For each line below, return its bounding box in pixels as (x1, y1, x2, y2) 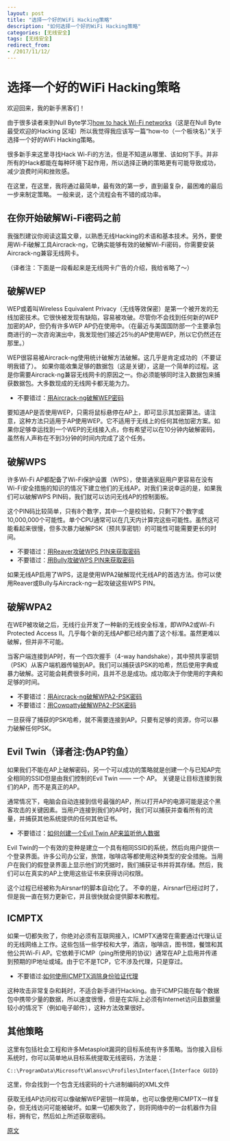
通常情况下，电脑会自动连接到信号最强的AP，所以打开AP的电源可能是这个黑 (7, 797, 221, 805)
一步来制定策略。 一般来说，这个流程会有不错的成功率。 (7, 190, 165, 199)
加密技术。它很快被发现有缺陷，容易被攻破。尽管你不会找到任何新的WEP (12, 313, 219, 322)
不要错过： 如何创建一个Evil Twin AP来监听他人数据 (16, 829, 160, 837)
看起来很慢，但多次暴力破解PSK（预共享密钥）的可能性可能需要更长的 (12, 525, 211, 533)
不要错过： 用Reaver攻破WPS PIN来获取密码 (16, 547, 140, 555)
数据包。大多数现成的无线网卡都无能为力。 (12, 379, 133, 388)
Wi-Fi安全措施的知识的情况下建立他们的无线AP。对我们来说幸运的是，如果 (7, 484, 216, 492)
